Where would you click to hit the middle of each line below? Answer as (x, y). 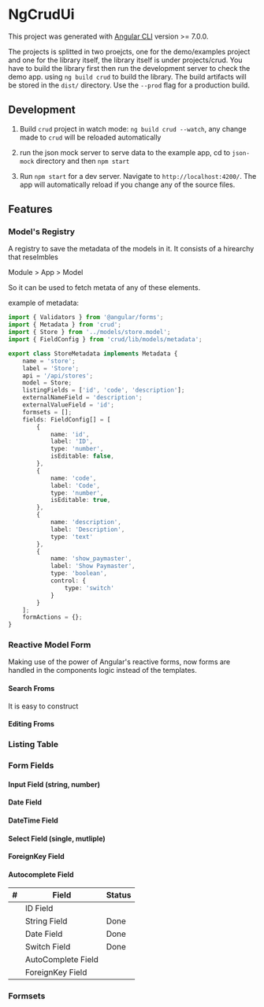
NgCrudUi (41, 15)
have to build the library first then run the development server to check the (129, 68)
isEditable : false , (82, 456)
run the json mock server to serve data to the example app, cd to (125, 152)
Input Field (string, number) (54, 784)
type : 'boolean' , (79, 574)
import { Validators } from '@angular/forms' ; (86, 318)
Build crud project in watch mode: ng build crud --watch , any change (133, 128)
